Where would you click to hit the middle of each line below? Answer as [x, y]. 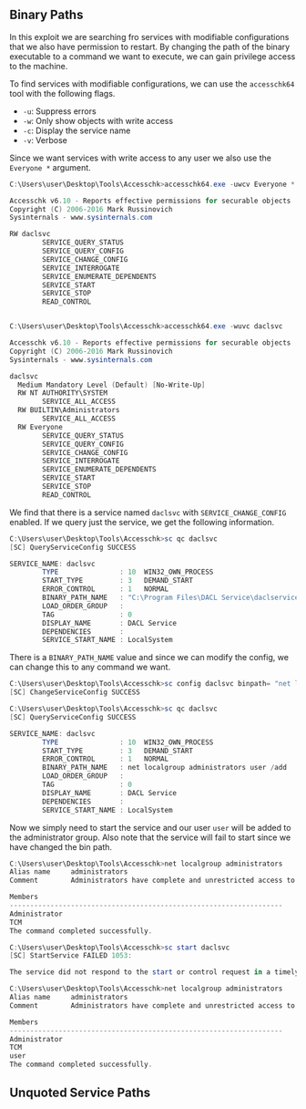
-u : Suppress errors [60, 111]
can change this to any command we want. [90, 667]
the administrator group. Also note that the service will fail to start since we [150, 837]
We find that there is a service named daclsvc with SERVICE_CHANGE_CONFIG [148, 512]
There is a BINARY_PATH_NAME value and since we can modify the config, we [149, 658]
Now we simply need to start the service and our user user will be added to [150, 827]
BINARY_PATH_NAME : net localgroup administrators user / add [164, 768]
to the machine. [39, 66]
